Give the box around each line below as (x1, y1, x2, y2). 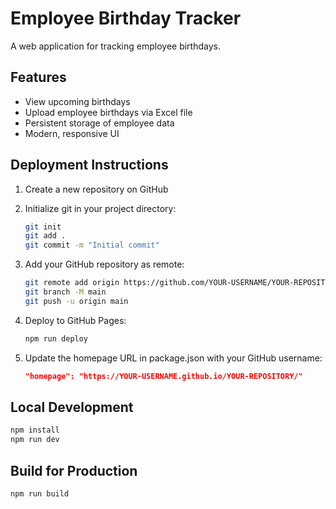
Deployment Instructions (10, 157, 169, 174)
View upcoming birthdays (24, 95, 131, 107)
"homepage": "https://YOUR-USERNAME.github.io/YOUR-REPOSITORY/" (24, 371, 303, 381)
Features (10, 69, 67, 86)
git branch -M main (24, 287, 107, 297)
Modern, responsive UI (24, 127, 120, 139)
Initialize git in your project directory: (24, 202, 177, 214)
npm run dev (10, 435, 60, 445)
